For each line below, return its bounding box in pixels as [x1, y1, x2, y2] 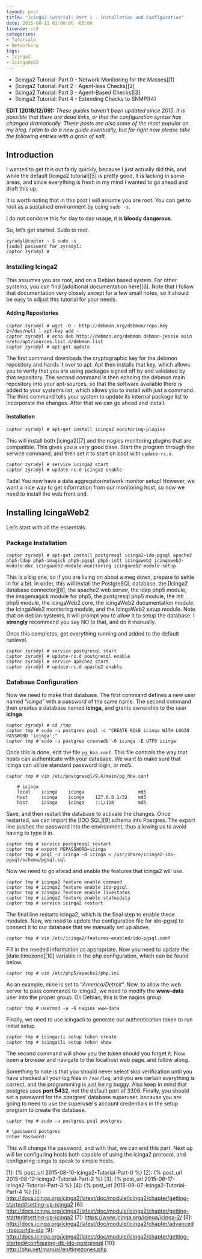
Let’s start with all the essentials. [6, 523, 87, 531]
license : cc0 [6, 25, 39, 32]
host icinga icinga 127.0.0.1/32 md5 [17, 794, 147, 801]
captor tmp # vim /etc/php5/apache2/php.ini [6, 970, 120, 977]
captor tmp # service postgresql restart [6, 841, 112, 847]
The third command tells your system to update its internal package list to [6, 393, 188, 400]
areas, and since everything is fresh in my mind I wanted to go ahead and [6, 178, 188, 186]
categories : [6, 31, 36, 37]
